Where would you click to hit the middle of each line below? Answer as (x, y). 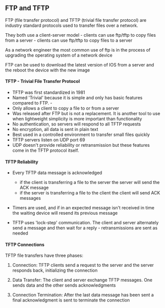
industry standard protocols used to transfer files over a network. (72, 25)
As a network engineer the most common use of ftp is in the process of (78, 50)
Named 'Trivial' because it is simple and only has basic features (77, 98)
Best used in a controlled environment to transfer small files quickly (81, 135)
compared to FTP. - (32, 103)
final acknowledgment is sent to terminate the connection (71, 300)
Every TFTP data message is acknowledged (57, 173)
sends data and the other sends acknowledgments (64, 285)
